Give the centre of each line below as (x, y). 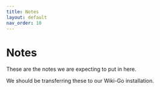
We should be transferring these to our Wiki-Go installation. (80, 81)
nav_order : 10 (24, 23)
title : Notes (23, 12)
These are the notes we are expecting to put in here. (72, 69)
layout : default (27, 17)
